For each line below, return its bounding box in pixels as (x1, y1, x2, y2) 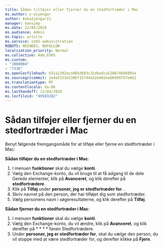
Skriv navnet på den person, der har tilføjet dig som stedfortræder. (12, 191, 146, 197)
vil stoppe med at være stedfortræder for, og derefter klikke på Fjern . (12, 236, 151, 242)
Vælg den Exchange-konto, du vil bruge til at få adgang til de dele (12, 171, 144, 177)
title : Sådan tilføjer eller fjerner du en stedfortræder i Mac (5, 7, 139, 12)
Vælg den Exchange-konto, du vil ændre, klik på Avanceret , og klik (12, 221, 147, 226)
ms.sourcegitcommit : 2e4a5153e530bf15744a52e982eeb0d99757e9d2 (5, 75, 137, 80)
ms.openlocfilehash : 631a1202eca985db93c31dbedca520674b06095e (5, 71, 137, 76)
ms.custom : (5, 57, 27, 62)
